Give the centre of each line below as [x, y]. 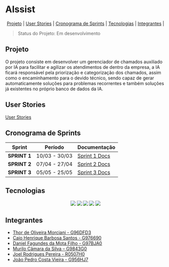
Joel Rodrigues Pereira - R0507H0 [49, 254]
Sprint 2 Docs [94, 164]
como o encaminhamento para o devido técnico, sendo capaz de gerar [80, 78]
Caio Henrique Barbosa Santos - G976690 [57, 238]
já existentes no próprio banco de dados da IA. [54, 89]
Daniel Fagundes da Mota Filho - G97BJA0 [57, 244]
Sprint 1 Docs [94, 156]
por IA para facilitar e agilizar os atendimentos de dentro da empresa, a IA [83, 67]
